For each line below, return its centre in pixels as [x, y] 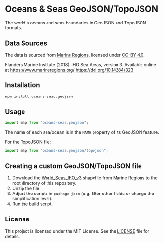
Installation [23, 85]
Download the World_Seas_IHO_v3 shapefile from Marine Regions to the [85, 178]
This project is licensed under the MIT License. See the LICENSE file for [77, 231]
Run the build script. [32, 204]
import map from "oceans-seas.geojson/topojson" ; [57, 151]
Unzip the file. [26, 188]
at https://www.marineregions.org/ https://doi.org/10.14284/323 [69, 70]
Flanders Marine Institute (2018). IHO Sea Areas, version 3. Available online [81, 64]
